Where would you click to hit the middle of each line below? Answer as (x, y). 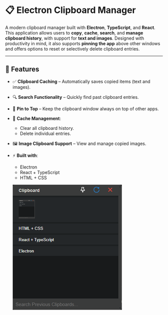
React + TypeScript (40, 172)
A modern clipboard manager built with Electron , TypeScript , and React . (80, 27)
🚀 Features (22, 69)
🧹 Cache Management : (37, 118)
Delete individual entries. (45, 133)
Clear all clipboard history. (47, 128)
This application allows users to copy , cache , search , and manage (74, 33)
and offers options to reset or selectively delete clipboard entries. (72, 49)
